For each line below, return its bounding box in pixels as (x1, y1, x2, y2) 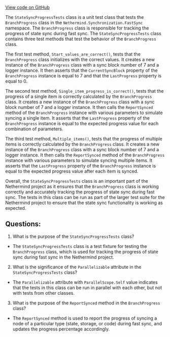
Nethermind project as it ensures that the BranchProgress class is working (5, 183, 159, 189)
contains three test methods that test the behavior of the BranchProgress (5, 36, 156, 42)
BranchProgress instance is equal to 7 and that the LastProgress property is (5, 73, 162, 78)
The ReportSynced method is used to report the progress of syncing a (12, 315, 157, 321)
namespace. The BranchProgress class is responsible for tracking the (5, 25, 149, 31)
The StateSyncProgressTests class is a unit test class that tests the (5, 14, 144, 20)
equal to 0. (5, 78, 28, 84)
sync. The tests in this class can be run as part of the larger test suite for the (5, 194, 165, 200)
